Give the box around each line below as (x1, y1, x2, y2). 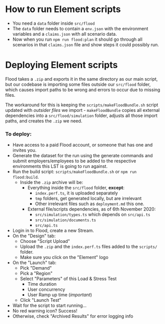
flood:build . (12, 174, 39, 180)
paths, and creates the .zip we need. (5, 117, 82, 124)
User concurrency (27, 286, 65, 293)
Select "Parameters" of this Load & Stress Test (20, 276, 117, 282)
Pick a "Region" (20, 271, 53, 277)
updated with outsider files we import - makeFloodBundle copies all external (5, 107, 160, 113)
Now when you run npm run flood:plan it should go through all (12, 36, 142, 42)
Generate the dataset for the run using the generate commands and (12, 153, 153, 159)
